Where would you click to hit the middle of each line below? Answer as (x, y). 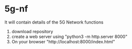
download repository (32, 31)
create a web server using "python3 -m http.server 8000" (69, 37)
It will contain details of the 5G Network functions (54, 22)
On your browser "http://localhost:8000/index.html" (63, 41)
